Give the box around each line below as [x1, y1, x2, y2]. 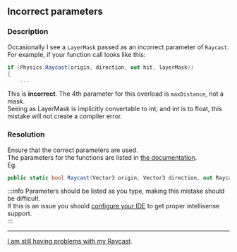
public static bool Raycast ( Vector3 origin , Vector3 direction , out [7, 174, 213, 182]
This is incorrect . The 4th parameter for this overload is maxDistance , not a [7, 89, 224, 98]
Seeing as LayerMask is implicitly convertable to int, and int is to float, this [7, 105, 222, 113]
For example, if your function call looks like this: [7, 50, 146, 58]
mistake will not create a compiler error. [7, 112, 123, 120]
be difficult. [7, 194, 41, 203]
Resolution [7, 130, 45, 139]
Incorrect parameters [7, 6, 104, 18]
